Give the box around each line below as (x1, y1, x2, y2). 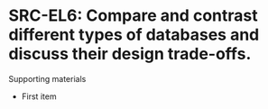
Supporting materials (8, 73, 87, 84)
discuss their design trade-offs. (8, 44, 252, 64)
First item (21, 91, 57, 102)
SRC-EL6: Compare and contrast (8, 5, 258, 26)
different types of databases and (8, 24, 260, 45)
